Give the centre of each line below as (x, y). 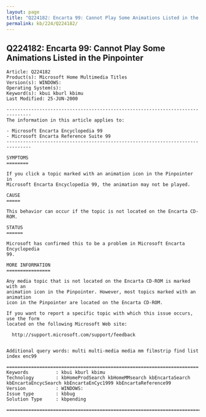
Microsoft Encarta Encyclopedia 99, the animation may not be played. (98, 185)
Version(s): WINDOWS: (34, 83)
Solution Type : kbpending (46, 399)
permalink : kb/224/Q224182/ (42, 23)
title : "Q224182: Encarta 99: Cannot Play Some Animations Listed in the (103, 18)
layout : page (23, 12)
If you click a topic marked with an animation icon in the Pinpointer (100, 174)
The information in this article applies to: (65, 120)
